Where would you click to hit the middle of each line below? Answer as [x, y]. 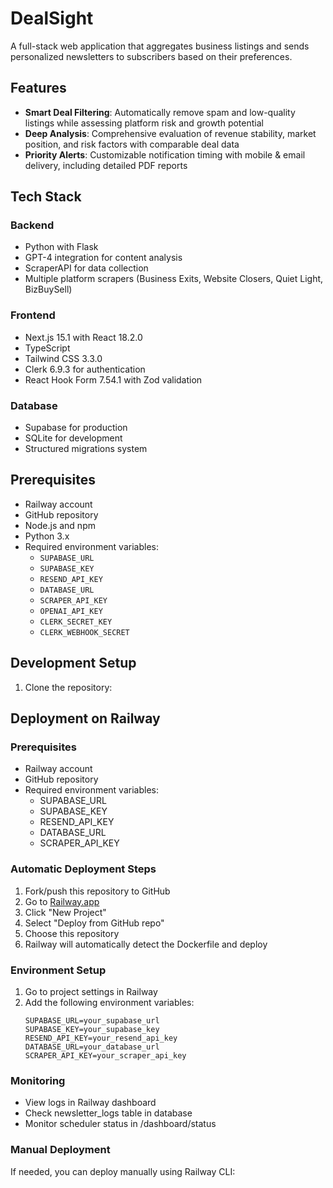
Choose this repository [72, 933]
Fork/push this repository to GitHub [97, 891]
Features [38, 88]
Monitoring [38, 1080]
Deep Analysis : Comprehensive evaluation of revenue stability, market [170, 133]
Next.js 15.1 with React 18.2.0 [83, 337]
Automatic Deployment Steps [83, 869]
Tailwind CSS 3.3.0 [63, 358]
